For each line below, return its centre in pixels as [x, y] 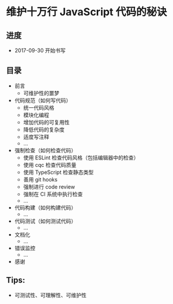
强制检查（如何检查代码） [45, 150]
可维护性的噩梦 [41, 93]
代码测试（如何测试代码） [45, 221]
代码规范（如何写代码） [43, 100]
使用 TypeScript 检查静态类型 [58, 172]
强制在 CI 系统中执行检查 [53, 194]
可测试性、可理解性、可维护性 [50, 295]
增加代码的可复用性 [46, 122]
